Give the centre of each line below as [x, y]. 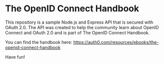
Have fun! [15, 57]
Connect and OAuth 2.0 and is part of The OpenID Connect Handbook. [78, 32]
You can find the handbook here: [39, 42]
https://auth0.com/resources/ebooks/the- [116, 42]
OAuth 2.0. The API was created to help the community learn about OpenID [82, 27]
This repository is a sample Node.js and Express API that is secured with [79, 22]
